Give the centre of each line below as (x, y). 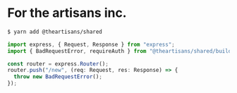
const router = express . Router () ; (58, 64)
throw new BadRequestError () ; (58, 77)
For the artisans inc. (67, 13)
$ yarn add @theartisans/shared (55, 32)
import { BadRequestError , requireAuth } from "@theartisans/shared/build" (121, 51)
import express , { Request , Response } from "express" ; (91, 44)
